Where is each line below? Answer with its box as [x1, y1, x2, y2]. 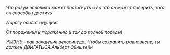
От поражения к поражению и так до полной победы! [6, 29, 123, 35]
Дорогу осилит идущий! [6, 20, 58, 25]
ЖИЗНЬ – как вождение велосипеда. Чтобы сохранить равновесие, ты [6, 39, 160, 45]
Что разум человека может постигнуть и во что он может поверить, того [6, 5, 165, 10]
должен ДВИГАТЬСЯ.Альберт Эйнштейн [6, 44, 93, 50]
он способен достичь [6, 10, 52, 16]
